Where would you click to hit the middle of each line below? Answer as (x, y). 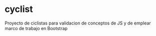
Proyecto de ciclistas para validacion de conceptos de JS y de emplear (78, 23)
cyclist (19, 9)
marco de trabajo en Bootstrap (36, 28)
